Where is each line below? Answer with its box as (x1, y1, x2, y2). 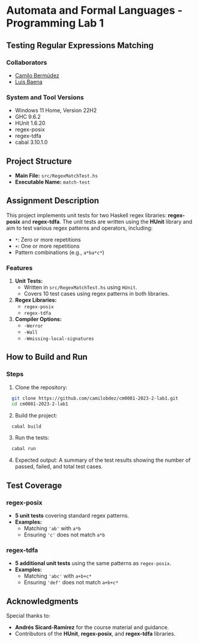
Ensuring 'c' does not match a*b (23, 531, 105, 538)
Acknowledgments (6, 596, 79, 606)
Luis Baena (14, 78, 43, 85)
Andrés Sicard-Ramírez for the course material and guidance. (14, 624, 169, 631)
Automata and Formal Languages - (6, 4, 183, 17)
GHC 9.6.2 (14, 113, 41, 121)
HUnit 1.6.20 (14, 119, 46, 127)
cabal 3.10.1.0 (14, 139, 48, 146)
